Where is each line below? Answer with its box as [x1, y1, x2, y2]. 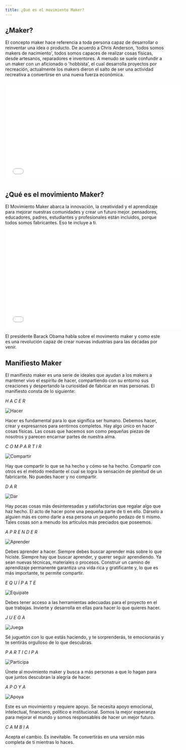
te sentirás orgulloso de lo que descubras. [5, 639, 93, 645]
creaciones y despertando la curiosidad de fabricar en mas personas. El [5, 383, 155, 389]
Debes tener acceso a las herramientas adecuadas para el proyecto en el [5, 599, 157, 606]
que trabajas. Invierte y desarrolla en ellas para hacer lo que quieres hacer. [5, 605, 161, 611]
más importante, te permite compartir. [5, 570, 84, 576]
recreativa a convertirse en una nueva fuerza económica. [5, 72, 125, 78]
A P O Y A [5, 684, 26, 690]
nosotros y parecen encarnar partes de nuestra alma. [5, 434, 116, 440]
